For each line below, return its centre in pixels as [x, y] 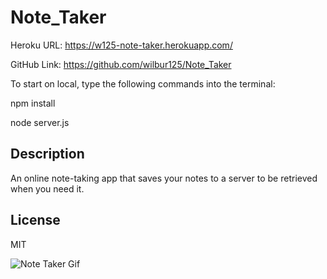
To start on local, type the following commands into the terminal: [143, 83]
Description [47, 154]
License [35, 220]
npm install [33, 103]
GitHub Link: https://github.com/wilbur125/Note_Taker [121, 64]
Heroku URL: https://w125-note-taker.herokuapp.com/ [121, 45]
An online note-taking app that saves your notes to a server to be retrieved [164, 178]
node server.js [40, 122]
